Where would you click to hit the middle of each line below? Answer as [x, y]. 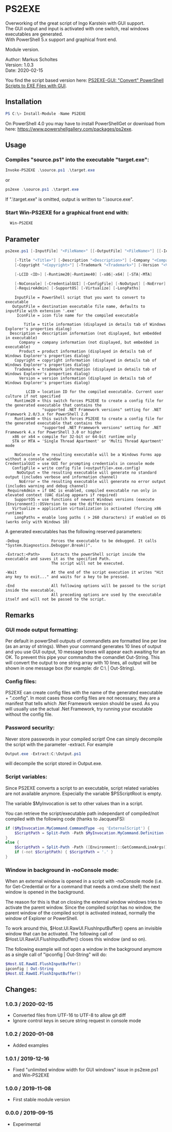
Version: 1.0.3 [19, 65]
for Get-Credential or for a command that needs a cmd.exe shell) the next [83, 887]
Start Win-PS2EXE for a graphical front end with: [67, 212]
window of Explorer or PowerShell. [42, 919]
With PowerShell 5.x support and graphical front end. [61, 40]
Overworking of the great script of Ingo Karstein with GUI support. [75, 23]
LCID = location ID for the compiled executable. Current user [95, 392]
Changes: [21, 990]
